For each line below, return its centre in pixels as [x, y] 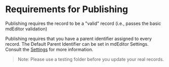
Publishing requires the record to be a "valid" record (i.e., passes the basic [83, 23]
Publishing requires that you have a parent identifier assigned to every [79, 39]
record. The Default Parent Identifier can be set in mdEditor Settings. [77, 44]
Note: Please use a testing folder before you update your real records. [91, 59]
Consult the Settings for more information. [49, 49]
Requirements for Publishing [67, 9]
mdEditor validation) [26, 28]
